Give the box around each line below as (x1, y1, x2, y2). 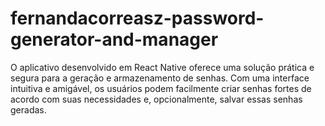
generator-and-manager (10, 28, 219, 51)
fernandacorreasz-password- (10, 7, 265, 30)
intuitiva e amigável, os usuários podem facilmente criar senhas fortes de (10, 82, 312, 94)
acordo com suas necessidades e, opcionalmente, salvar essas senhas (10, 93, 303, 105)
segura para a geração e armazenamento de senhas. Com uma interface (10, 72, 310, 84)
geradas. (10, 103, 47, 116)
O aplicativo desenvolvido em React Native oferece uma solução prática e (10, 61, 315, 73)
